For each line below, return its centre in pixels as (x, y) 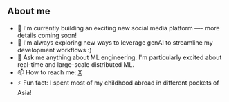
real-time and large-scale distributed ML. (76, 64)
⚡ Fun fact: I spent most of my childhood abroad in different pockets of (118, 83)
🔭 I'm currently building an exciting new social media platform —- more (118, 28)
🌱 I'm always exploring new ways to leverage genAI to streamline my (115, 42)
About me (29, 11)
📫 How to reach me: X (49, 72)
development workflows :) (54, 50)
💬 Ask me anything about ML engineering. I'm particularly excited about (119, 57)
